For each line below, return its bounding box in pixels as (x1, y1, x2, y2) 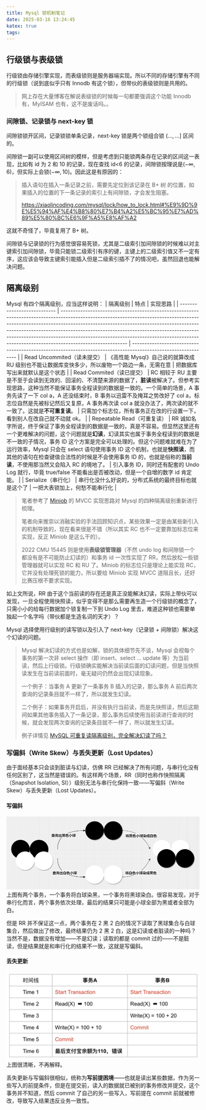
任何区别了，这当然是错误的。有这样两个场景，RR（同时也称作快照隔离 (6, 771, 186, 779)
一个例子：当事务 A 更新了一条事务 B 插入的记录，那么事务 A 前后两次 (21, 683, 197, 690)
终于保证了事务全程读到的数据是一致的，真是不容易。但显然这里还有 (27, 422, 200, 430)
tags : (6, 29, 20, 36)
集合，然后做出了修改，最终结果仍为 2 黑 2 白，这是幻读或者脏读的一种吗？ (6, 927, 196, 934)
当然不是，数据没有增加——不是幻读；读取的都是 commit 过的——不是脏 (6, 934, 189, 942)
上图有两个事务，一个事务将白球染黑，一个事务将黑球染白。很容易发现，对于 (6, 891, 200, 898)
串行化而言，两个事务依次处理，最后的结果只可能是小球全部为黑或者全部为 (6, 898, 194, 906)
